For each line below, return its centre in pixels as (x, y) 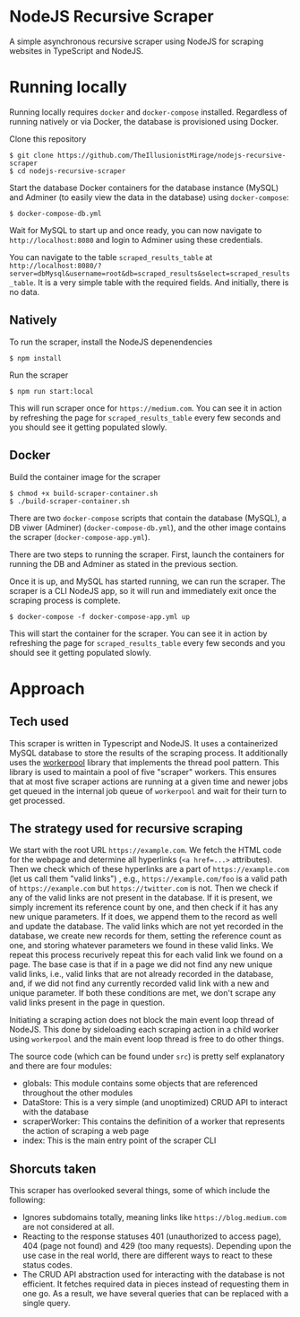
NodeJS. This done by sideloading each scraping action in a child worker (144, 1030)
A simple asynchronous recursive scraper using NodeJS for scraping (137, 41)
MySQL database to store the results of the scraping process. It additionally (149, 753)
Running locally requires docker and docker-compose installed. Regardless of (149, 112)
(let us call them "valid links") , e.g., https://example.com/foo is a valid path (149, 879)
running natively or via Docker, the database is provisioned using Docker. (144, 121)
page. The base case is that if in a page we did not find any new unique (141, 964)
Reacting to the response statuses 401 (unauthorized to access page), (152, 1236)
